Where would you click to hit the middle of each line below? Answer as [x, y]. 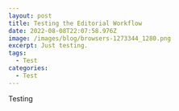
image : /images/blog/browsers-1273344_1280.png [90, 38]
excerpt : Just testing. [48, 46]
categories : [28, 68]
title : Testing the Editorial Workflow [75, 23]
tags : [17, 53]
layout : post [30, 16]
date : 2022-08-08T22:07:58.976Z [62, 31]
